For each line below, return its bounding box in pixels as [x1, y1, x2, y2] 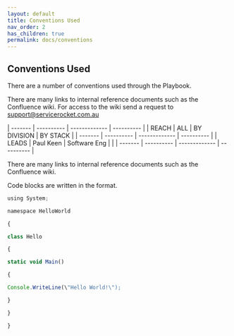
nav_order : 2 [7, 23, 46, 30]
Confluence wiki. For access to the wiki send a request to [7, 102, 174, 111]
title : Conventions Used [7, 17, 80, 24]
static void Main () [7, 258, 65, 265]
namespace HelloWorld [7, 208, 71, 215]
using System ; [7, 195, 49, 202]
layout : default [7, 10, 55, 18]
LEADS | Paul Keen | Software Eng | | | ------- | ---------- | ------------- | [7, 138, 220, 147]
